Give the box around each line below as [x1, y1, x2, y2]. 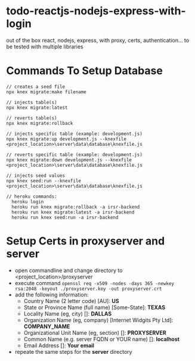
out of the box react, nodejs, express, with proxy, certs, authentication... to [6, 36, 190, 44]
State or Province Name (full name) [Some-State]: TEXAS [23, 304, 166, 311]
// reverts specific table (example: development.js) [6, 151, 143, 158]
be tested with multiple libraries [6, 43, 83, 50]
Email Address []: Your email [23, 342, 94, 349]
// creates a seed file [6, 84, 66, 90]
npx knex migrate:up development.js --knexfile [6, 136, 127, 142]
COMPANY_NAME [23, 323, 70, 330]
